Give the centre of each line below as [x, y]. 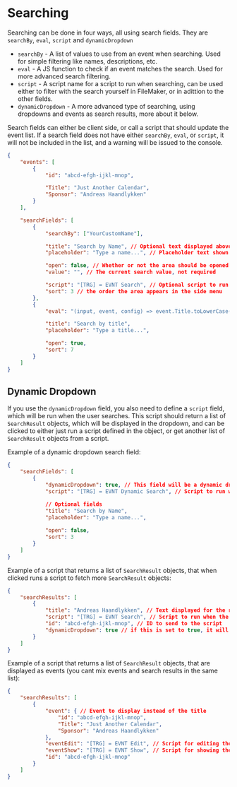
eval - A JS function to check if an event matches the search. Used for [120, 69]
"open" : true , [66, 343]
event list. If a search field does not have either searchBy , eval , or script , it [116, 135]
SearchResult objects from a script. [58, 439]
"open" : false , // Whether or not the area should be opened [137, 266]
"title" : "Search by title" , [88, 324]
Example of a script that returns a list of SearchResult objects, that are [109, 663]
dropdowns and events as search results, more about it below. [108, 114]
